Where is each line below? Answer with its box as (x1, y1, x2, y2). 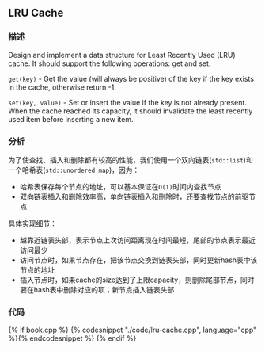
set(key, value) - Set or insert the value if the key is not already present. (8, 97, 248, 107)
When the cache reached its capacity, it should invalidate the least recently (8, 106, 253, 116)
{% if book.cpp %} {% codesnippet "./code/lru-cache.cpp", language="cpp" (8, 325, 257, 335)
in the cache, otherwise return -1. (8, 82, 117, 92)
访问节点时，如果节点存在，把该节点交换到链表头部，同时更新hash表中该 (19, 255, 258, 265)
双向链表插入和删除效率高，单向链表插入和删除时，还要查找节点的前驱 (19, 192, 249, 201)
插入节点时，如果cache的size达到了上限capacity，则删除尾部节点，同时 (19, 275, 255, 284)
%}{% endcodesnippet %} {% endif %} (8, 334, 137, 343)
